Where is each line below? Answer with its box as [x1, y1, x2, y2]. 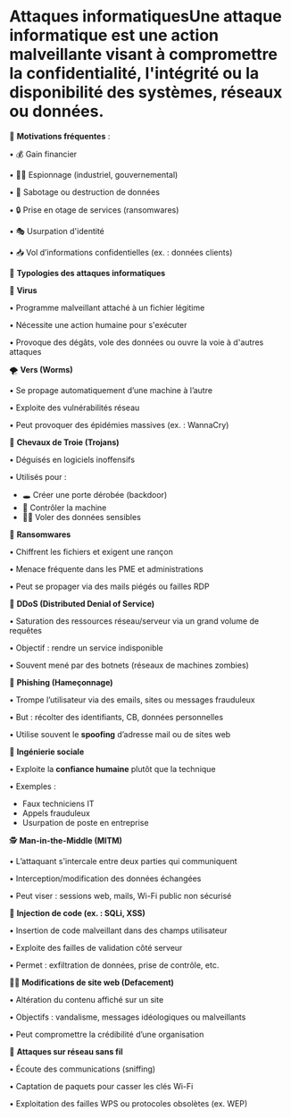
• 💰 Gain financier [9, 148, 78, 159]
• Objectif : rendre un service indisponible [9, 642, 163, 653]
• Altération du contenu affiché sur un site [9, 994, 164, 1005]
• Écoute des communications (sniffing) [9, 1063, 156, 1074]
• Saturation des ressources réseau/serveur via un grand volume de [9, 615, 260, 626]
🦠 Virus [9, 284, 37, 296]
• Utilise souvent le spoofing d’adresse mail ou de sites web [9, 728, 231, 739]
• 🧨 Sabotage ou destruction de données [9, 186, 161, 198]
